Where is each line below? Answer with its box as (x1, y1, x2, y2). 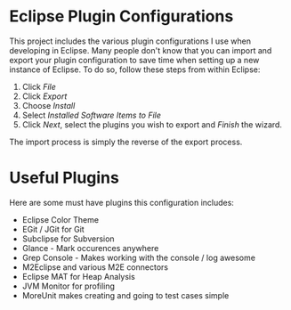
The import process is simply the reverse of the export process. (9, 136, 243, 147)
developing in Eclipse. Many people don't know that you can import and (9, 45, 272, 55)
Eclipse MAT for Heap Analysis (21, 271, 135, 281)
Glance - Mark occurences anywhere (21, 242, 159, 253)
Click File (21, 81, 56, 92)
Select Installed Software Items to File (21, 110, 162, 120)
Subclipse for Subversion (21, 233, 115, 244)
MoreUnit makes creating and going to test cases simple (21, 290, 230, 300)
